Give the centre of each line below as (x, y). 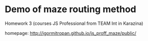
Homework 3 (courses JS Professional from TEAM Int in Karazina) (74, 23)
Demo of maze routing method (70, 9)
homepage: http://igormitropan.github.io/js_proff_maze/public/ (70, 33)
